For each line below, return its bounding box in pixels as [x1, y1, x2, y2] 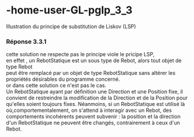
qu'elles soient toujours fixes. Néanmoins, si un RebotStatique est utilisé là [6, 101, 185, 108]
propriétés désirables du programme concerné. [6, 76, 120, 83]
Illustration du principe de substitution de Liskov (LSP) [6, 23, 136, 30]
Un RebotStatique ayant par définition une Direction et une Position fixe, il [6, 88, 183, 95]
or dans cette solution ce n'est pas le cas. [6, 82, 107, 89]
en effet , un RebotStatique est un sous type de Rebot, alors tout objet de [6, 57, 182, 64]
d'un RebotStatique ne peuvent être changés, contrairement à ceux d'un [6, 119, 180, 126]
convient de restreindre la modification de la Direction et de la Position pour [6, 94, 188, 101]
